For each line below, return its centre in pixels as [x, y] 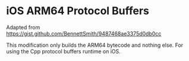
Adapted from [23, 27]
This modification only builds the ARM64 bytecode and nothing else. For [95, 45]
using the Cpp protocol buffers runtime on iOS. [63, 51]
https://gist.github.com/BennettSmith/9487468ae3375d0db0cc [84, 33]
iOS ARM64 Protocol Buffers [78, 11]
